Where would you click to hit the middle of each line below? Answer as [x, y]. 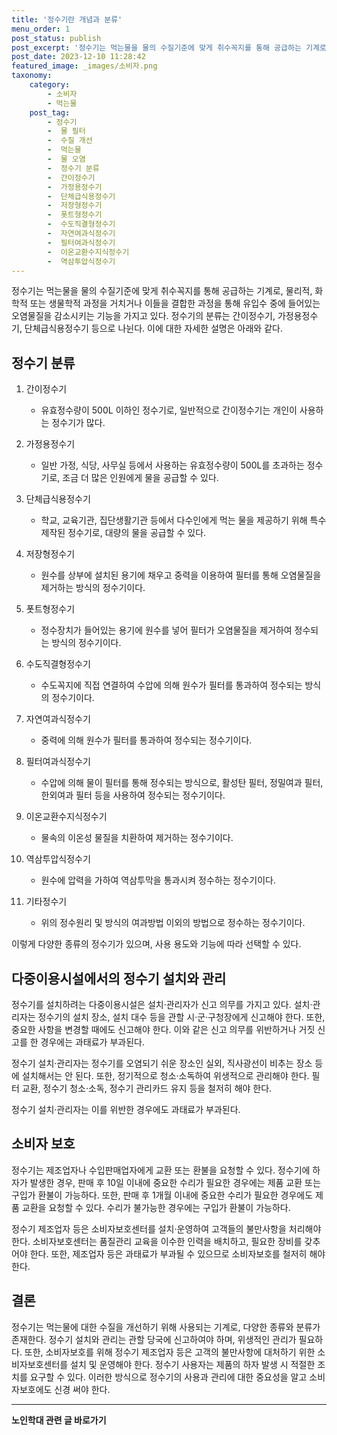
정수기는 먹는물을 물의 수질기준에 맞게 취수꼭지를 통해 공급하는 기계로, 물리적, [162, 291]
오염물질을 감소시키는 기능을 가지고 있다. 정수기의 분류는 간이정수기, [143, 316]
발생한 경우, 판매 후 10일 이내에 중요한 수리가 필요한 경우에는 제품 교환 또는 [175, 1182]
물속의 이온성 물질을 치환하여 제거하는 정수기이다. [137, 838]
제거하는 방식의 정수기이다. [93, 588]
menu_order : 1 [41, 29]
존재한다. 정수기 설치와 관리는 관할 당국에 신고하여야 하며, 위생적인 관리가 [154, 1339]
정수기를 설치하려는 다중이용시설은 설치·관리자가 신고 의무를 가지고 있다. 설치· [162, 1004]
